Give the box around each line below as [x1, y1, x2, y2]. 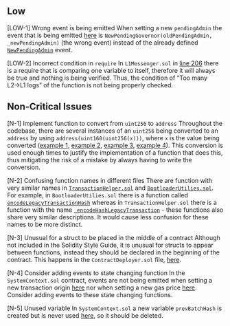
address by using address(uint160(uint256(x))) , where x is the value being [7, 133, 220, 142]
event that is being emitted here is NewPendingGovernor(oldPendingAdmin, [7, 31, 213, 39]
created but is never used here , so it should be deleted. [7, 311, 163, 319]
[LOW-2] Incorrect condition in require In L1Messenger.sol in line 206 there [7, 58, 219, 67]
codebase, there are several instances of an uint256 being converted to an [7, 127, 218, 135]
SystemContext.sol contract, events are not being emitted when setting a [7, 276, 213, 284]
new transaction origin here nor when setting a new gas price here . [7, 283, 197, 292]
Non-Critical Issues [7, 101, 93, 113]
